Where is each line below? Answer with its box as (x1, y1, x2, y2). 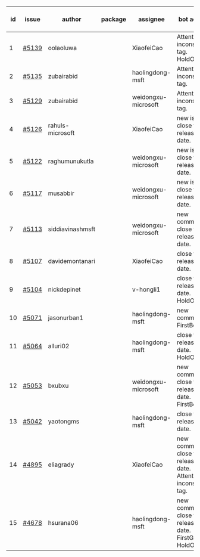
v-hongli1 (132, 286, 161, 293)
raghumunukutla (48, 157, 94, 165)
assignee (138, 15, 165, 23)
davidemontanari (48, 257, 95, 265)
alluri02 (48, 342, 70, 350)
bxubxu (48, 382, 69, 389)
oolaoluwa (48, 44, 77, 52)
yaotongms (48, 417, 80, 425)
